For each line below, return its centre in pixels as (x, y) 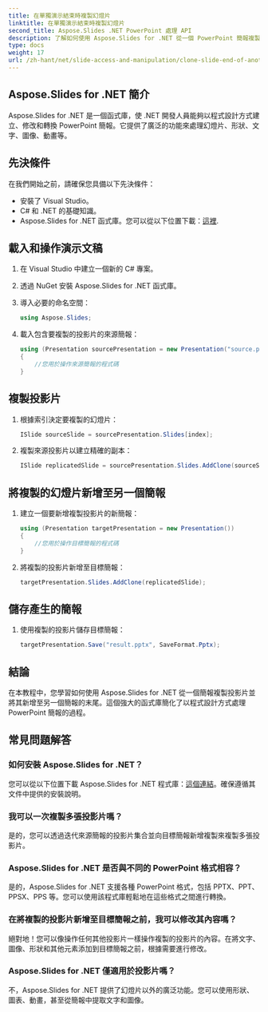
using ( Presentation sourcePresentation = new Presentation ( (124, 349)
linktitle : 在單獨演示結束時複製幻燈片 (67, 23)
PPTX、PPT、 (236, 887)
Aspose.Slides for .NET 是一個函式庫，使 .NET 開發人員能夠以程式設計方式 (130, 115)
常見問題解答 (40, 740)
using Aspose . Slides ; (56, 318)
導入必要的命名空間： (55, 303)
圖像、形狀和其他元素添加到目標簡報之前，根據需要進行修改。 (110, 948)
